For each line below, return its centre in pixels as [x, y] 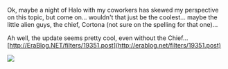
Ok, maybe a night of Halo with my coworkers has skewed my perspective [113, 10]
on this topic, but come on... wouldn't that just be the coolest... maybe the [112, 17]
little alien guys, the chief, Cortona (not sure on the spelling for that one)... [113, 24]
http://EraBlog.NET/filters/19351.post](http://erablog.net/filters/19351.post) [115, 45]
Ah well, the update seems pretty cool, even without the [87, 38]
